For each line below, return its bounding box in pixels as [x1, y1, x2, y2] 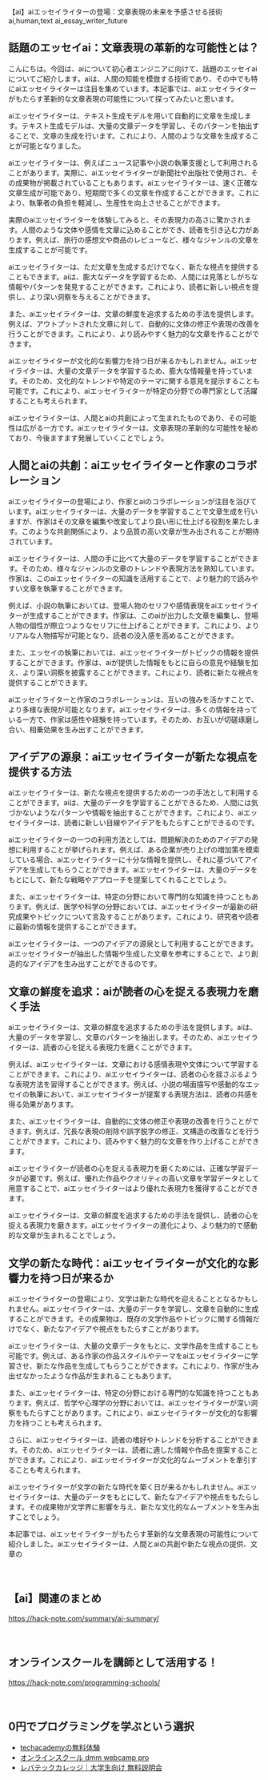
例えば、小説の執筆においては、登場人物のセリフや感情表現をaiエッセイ [8, 600, 246, 610]
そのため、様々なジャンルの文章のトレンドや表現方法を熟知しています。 [21, 563, 259, 573]
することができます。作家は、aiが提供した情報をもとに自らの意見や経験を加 [8, 657, 258, 667]
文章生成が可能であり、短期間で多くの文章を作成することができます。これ [8, 187, 253, 198]
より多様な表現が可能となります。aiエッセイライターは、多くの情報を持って [8, 704, 258, 714]
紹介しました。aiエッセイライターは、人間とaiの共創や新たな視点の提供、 [8, 1539, 250, 1549]
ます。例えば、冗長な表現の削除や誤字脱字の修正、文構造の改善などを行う [14, 1127, 260, 1137]
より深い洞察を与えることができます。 [29, 291, 154, 302]
